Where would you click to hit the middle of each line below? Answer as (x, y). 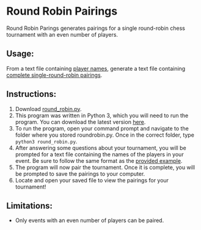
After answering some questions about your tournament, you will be (100, 148)
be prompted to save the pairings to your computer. (80, 174)
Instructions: (31, 94)
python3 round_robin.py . (46, 141)
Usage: (20, 54)
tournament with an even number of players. (62, 34)
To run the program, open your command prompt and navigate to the (102, 128)
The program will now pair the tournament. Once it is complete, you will (105, 167)
